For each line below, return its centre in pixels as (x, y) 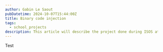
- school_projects (28, 27)
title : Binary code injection (36, 18)
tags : (10, 23)
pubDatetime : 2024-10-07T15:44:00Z (41, 14)
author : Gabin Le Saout (29, 9)
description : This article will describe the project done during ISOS (79, 32)
